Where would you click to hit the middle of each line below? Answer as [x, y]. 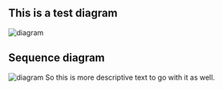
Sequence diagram [57, 58]
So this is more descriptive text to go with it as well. [130, 77]
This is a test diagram [63, 13]
